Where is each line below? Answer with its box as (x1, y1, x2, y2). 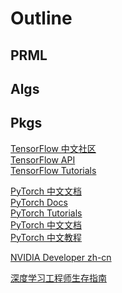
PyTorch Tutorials (10, 207, 83, 219)
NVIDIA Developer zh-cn (10, 251, 112, 263)
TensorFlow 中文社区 (10, 142, 97, 154)
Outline (10, 7, 73, 30)
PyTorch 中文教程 (10, 231, 82, 243)
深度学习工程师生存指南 (10, 272, 107, 284)
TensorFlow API (10, 153, 76, 166)
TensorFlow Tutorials (10, 164, 97, 176)
